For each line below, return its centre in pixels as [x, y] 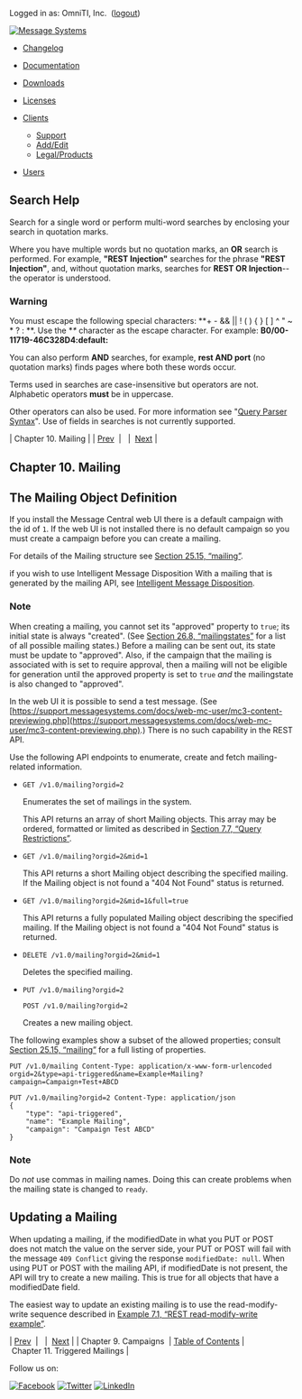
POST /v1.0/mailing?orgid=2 [75, 1006]
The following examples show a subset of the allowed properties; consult [145, 1040]
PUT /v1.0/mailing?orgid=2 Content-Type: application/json [123, 1098]
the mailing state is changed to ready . [79, 1189]
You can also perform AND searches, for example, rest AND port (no [137, 358]
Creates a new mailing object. [78, 1022]
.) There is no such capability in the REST [216, 730]
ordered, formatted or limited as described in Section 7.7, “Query [142, 828]
